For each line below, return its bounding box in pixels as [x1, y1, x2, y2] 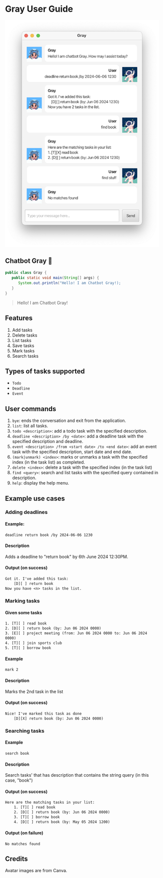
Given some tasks [5, 609, 42, 615]
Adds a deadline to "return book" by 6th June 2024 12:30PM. [5, 554, 128, 559]
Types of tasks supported [5, 367, 85, 375]
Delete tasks [12, 332, 38, 338]
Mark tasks [12, 347, 35, 353]
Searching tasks [5, 727, 45, 734]
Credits [5, 855, 28, 863]
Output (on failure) [5, 830, 43, 835]
